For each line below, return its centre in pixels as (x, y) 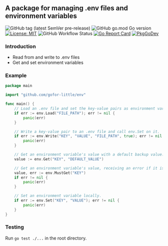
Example (16, 75)
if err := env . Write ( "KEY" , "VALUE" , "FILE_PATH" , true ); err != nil (88, 136)
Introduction (20, 46)
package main (19, 86)
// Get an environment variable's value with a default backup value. (89, 154)
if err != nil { (31, 177)
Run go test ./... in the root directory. (46, 238)
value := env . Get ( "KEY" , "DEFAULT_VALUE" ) (59, 159)
